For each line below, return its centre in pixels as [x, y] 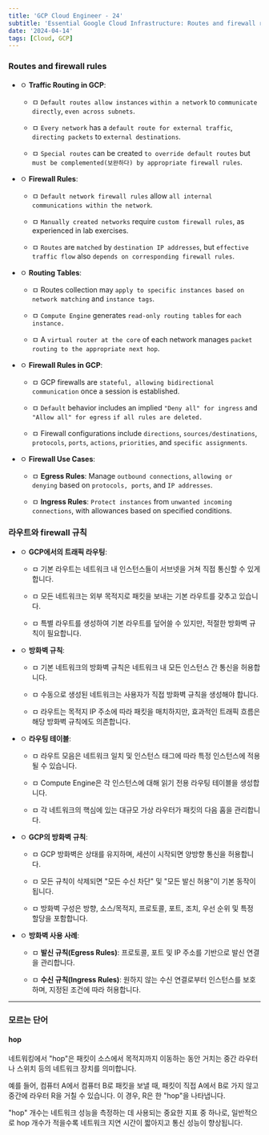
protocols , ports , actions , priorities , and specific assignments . [140, 442]
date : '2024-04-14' [41, 31]
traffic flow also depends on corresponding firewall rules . [133, 256]
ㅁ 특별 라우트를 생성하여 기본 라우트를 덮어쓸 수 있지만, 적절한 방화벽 [140, 623]
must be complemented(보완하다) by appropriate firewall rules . [137, 162]
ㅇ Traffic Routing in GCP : [63, 84]
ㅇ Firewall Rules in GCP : [61, 365]
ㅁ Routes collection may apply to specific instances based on [138, 289]
